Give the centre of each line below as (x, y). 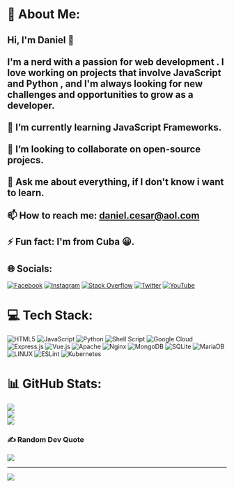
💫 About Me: (44, 14)
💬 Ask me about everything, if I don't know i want (116, 182)
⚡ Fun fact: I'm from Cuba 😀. (71, 241)
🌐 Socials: (30, 268)
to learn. (26, 192)
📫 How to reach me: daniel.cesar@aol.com (103, 215)
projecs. (25, 160)
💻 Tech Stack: (50, 315)
